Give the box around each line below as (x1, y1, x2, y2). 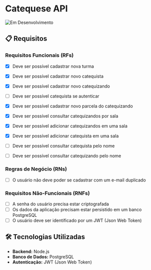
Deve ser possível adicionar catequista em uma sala (12, 133, 119, 139)
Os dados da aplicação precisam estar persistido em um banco (12, 206, 142, 212)
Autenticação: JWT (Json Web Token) (12, 259, 92, 265)
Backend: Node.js (12, 248, 50, 254)
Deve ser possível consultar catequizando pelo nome (12, 153, 122, 159)
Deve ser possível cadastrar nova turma (12, 63, 94, 69)
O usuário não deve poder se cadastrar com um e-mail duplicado (12, 177, 146, 183)
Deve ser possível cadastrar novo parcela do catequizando (12, 103, 133, 109)
